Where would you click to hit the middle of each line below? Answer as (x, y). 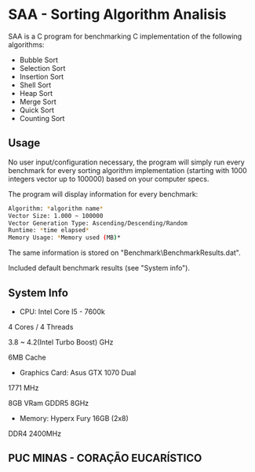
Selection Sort (42, 68)
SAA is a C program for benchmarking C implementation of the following (125, 36)
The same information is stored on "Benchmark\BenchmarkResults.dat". (124, 253)
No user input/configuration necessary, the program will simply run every (126, 162)
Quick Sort (37, 110)
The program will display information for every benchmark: (103, 194)
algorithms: (26, 44)
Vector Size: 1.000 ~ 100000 (56, 216)
